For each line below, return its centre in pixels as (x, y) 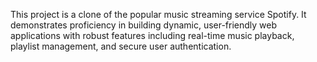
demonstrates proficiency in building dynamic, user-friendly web (144, 25)
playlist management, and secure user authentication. (121, 46)
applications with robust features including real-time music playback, (152, 35)
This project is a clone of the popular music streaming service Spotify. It (158, 14)
